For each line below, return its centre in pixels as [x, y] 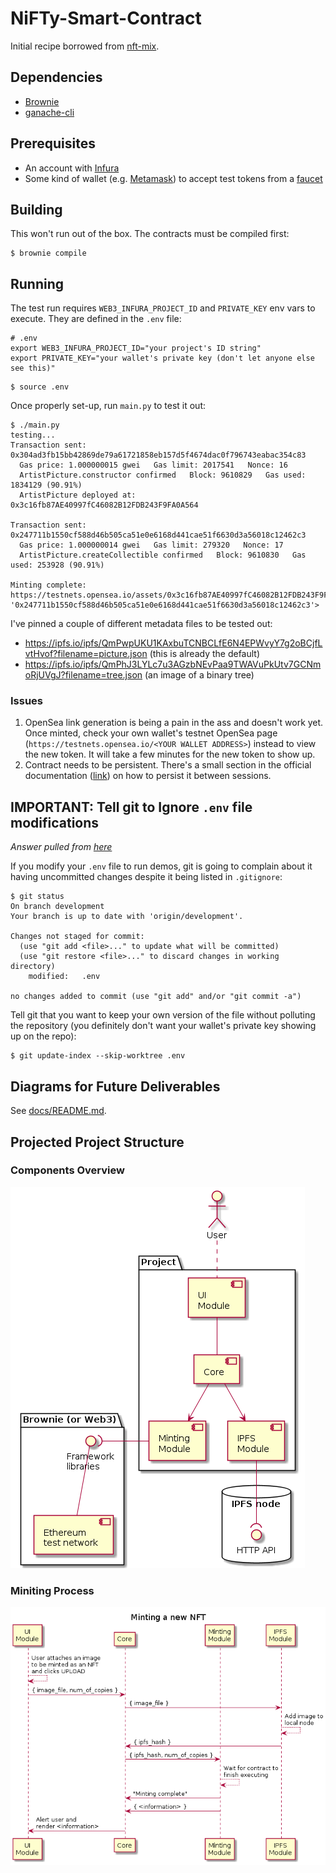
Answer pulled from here [61, 847]
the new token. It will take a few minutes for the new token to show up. [170, 754]
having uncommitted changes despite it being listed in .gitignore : [146, 877]
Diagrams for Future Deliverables [115, 1086]
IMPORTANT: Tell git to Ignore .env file [131, 807]
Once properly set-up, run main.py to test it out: [108, 406]
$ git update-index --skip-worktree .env [98, 1056]
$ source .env [40, 387]
